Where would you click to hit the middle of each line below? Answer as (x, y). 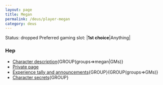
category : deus (21, 24)
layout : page (19, 10)
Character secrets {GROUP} (40, 77)
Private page (25, 67)
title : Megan (19, 14)
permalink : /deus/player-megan (38, 19)
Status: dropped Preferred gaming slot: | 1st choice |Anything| (68, 38)
